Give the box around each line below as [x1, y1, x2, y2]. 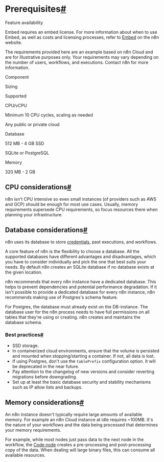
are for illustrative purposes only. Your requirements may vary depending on [5, 54, 159, 60]
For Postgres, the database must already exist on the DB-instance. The [5, 303, 148, 309]
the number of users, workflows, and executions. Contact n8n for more [5, 59, 148, 65]
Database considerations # [5, 226, 88, 234]
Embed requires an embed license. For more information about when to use [5, 29, 158, 35]
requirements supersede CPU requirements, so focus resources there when [5, 207, 158, 212]
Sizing [5, 83, 18, 89]
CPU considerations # [5, 183, 72, 191]
